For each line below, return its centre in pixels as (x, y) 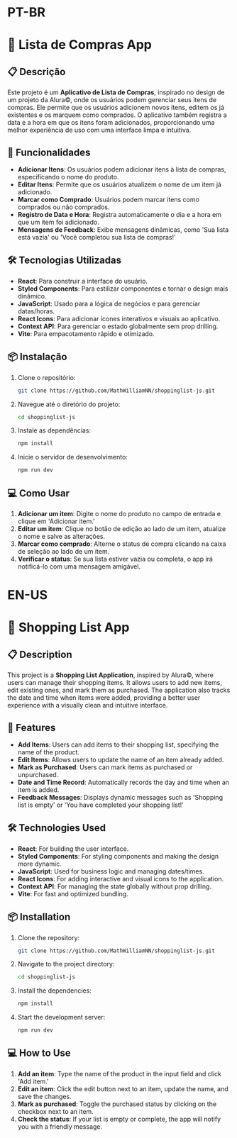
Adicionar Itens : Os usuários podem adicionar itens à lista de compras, (122, 169)
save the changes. (45, 1096)
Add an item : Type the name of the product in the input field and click (120, 1073)
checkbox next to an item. (55, 1111)
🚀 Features (32, 727)
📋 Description (40, 654)
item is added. (38, 790)
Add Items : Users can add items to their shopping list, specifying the (118, 744)
